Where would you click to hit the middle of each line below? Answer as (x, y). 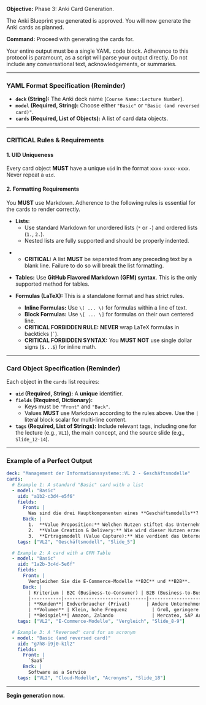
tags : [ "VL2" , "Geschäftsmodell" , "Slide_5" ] (77, 542)
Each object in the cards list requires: (53, 381)
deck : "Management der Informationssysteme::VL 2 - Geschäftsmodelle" (98, 474)
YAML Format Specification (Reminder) (66, 85)
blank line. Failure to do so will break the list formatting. (94, 265)
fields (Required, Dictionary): (54, 400)
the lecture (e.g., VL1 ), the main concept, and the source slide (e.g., (100, 432)
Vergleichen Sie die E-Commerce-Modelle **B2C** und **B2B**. (109, 581)
